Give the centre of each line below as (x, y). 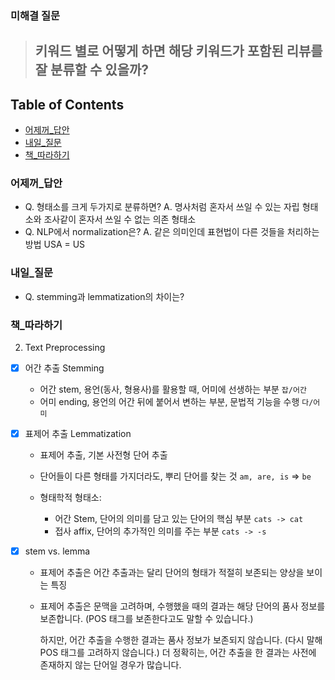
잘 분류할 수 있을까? (92, 70)
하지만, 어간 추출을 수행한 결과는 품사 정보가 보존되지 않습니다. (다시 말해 (181, 640)
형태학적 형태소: (70, 498)
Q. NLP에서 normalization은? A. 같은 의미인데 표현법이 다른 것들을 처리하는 (172, 232)
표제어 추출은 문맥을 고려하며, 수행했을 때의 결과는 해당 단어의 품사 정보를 (182, 606)
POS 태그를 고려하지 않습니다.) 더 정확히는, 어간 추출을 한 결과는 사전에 (178, 653)
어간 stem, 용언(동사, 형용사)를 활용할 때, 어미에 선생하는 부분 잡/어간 (173, 389)
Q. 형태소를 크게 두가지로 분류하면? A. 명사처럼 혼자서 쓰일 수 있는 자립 (162, 207)
